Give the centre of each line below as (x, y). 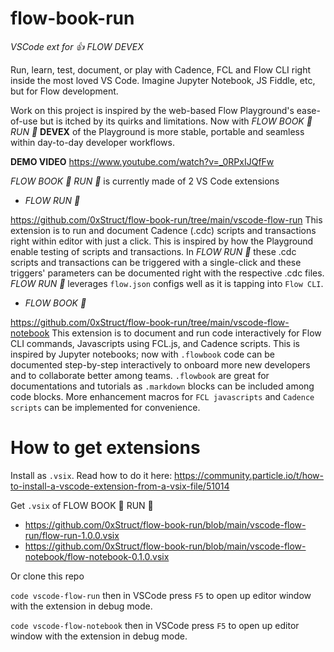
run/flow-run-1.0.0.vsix (72, 535)
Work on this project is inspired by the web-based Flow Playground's (152, 110)
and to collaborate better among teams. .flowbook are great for (140, 375)
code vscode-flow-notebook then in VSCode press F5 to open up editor (155, 625)
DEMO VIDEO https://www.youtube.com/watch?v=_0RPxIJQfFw (142, 161)
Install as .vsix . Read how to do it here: (91, 475)
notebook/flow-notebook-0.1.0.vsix (97, 556)
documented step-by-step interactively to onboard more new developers (160, 364)
